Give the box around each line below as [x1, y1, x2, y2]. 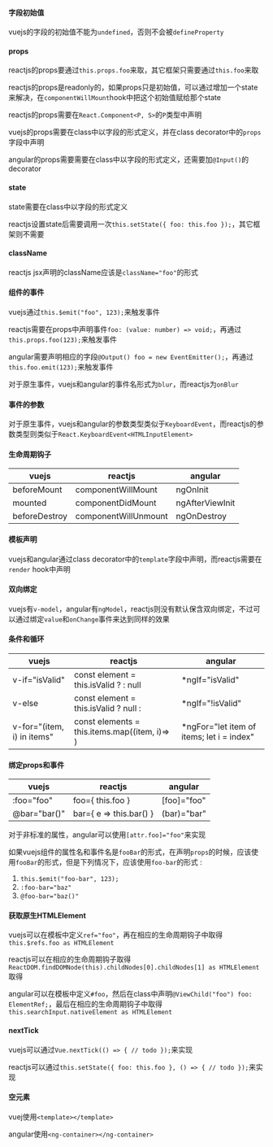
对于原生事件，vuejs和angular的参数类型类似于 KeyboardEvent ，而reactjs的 [8, 419, 258, 429]
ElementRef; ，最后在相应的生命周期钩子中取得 [8, 999, 162, 1009]
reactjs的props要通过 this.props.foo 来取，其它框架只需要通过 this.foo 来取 [8, 65, 259, 75]
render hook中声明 [8, 564, 71, 573]
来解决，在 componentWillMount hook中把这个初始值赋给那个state [8, 93, 222, 102]
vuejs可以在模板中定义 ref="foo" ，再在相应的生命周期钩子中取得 [8, 930, 223, 940]
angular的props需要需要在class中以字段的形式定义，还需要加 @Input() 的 [8, 155, 249, 164]
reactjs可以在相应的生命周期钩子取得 [8, 954, 132, 964]
